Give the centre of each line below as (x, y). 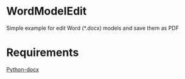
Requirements (43, 53)
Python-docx (23, 69)
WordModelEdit (47, 11)
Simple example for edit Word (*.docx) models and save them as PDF (93, 28)
